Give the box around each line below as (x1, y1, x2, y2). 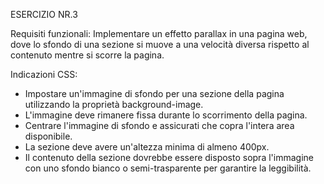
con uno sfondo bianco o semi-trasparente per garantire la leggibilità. (24, 162, 312, 174)
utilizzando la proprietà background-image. (24, 99, 204, 110)
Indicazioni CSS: (10, 69, 78, 80)
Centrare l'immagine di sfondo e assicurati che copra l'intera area (24, 120, 295, 131)
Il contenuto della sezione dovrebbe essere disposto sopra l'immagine (24, 152, 314, 163)
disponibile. (24, 130, 73, 142)
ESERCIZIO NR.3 (10, 9, 78, 20)
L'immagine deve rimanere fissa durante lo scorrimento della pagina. (24, 109, 308, 121)
